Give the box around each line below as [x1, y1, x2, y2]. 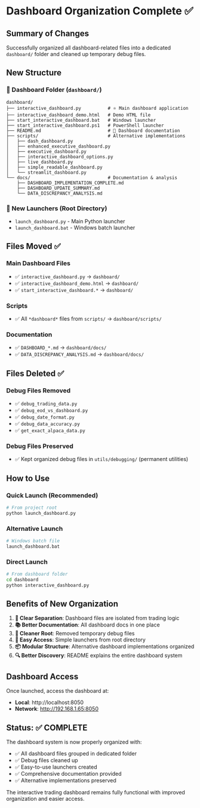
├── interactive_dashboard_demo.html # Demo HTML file [6, 112, 151, 118]
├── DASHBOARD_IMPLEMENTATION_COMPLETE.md [17, 180, 124, 186]
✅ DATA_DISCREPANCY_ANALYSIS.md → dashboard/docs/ [14, 351, 144, 358]
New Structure [6, 67, 61, 78]
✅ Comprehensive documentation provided [14, 770, 122, 778]
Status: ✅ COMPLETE [6, 723, 88, 733]
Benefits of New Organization [6, 599, 118, 609]
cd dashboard [6, 576, 39, 583]
